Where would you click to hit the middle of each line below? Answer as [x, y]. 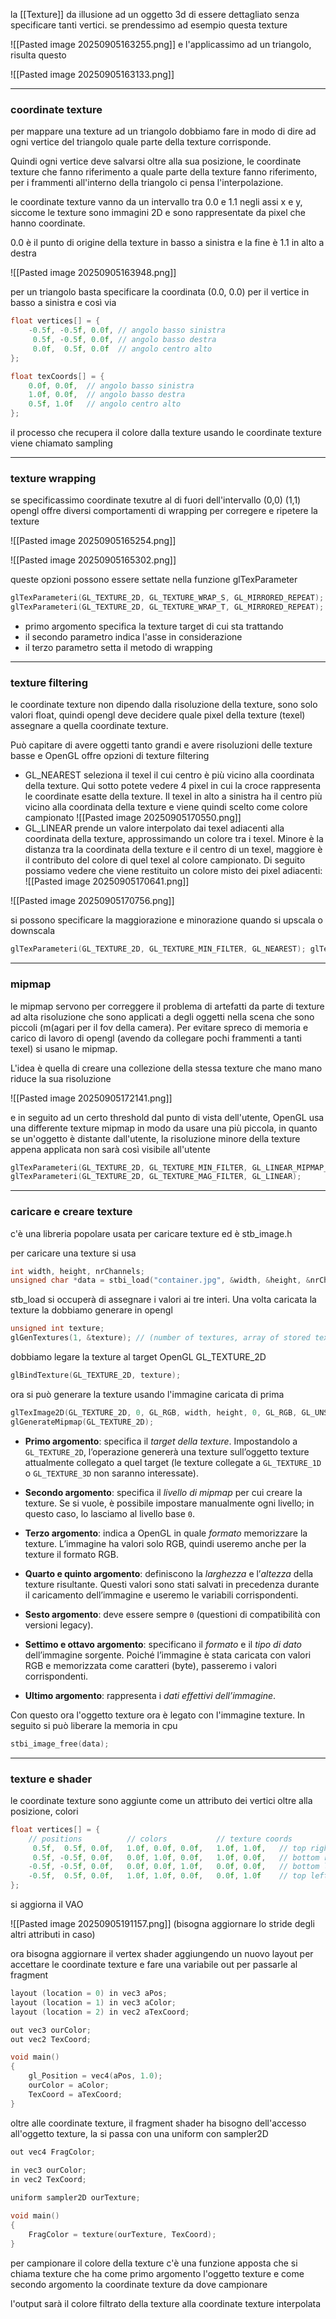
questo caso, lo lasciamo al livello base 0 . [110, 1513]
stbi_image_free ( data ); [60, 1744]
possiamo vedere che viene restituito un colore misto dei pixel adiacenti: [173, 871]
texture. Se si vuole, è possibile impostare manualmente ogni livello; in [169, 1503]
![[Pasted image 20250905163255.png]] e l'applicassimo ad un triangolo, [161, 44]
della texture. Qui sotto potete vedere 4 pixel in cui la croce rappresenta [173, 786]
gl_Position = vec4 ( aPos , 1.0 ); [95, 2076]
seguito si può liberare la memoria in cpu [94, 1725]
